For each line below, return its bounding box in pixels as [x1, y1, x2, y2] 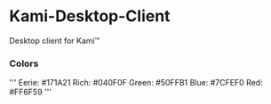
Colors [9, 57, 39, 70]
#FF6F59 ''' [9, 86, 52, 98]
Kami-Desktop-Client [9, 6, 171, 26]
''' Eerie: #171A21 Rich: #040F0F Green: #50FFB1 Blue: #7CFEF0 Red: [9, 78, 264, 88]
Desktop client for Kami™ [9, 35, 100, 46]
